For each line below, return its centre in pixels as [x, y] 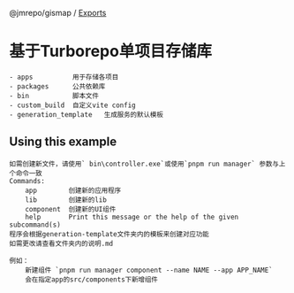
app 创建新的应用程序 [73, 190]
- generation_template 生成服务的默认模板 [86, 114]
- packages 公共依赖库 [57, 86]
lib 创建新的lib [66, 200]
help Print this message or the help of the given [132, 217]
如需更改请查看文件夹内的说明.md [61, 243]
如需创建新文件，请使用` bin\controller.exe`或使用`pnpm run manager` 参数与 [144, 164]
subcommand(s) [35, 225]
